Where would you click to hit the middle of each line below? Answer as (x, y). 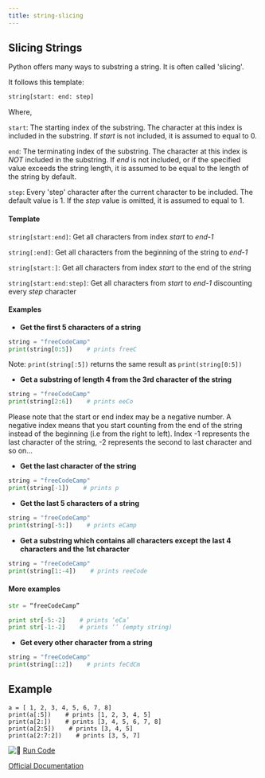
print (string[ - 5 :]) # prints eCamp (72, 525)
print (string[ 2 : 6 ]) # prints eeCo (71, 402)
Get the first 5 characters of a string (80, 327)
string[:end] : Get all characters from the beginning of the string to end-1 (128, 252)
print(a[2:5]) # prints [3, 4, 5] (71, 729)
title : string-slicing (46, 16)
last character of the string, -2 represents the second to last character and (130, 442)
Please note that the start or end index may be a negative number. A (120, 417)
